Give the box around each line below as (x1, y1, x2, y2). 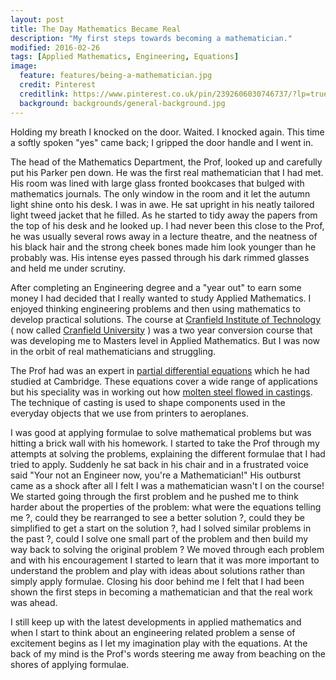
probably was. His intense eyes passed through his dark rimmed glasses (10, 251, 310, 263)
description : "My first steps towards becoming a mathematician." (10, 33, 293, 43)
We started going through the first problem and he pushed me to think (10, 490, 299, 502)
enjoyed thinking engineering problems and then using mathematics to (10, 302, 302, 315)
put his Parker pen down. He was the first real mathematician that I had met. (10, 166, 324, 178)
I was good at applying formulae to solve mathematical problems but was (10, 426, 312, 438)
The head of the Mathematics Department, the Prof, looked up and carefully (10, 156, 323, 168)
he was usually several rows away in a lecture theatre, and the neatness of (10, 230, 318, 242)
